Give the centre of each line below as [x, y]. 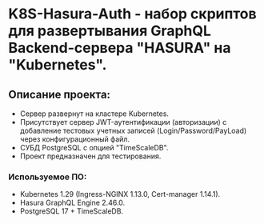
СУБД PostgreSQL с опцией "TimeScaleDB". [94, 148]
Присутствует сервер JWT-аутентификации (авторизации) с [123, 122]
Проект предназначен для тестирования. [90, 156]
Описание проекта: [59, 94]
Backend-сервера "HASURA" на [120, 48]
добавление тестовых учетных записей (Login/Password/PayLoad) [133, 130]
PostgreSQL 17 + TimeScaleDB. [72, 211]
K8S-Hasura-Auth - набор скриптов [133, 14]
